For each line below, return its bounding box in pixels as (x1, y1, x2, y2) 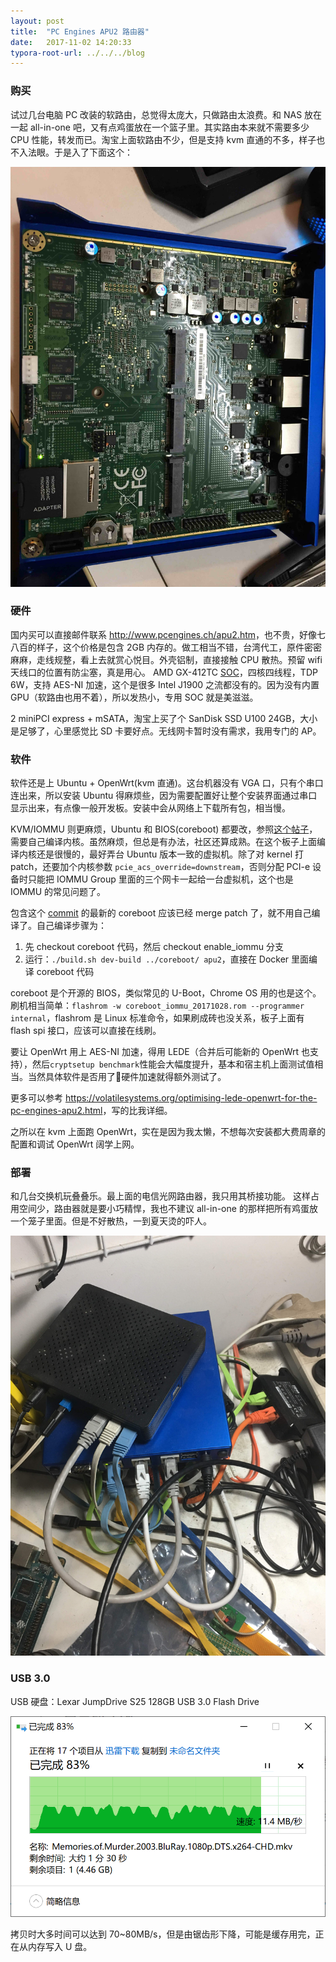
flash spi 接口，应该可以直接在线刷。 (10, 1025, 162, 1037)
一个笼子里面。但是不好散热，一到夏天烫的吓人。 (10, 1215, 212, 1227)
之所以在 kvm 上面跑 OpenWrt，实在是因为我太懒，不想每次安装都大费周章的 (10, 1126, 327, 1138)
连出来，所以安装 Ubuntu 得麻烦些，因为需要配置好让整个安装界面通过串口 (10, 790, 318, 802)
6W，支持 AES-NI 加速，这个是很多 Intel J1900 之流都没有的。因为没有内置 (10, 678, 320, 690)
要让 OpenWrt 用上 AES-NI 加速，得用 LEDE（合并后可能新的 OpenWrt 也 (10, 1046, 310, 1058)
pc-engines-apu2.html (10, 1105, 103, 1117)
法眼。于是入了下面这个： (27, 146, 133, 158)
